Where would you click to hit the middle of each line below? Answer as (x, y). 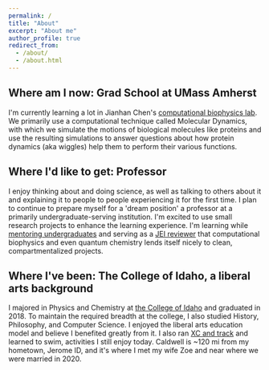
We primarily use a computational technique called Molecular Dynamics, (128, 120)
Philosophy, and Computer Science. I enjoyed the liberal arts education (126, 325)
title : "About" (34, 23)
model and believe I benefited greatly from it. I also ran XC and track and (128, 333)
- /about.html (39, 61)
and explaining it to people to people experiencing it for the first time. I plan (132, 199)
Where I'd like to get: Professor (88, 172)
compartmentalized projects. (56, 250)
